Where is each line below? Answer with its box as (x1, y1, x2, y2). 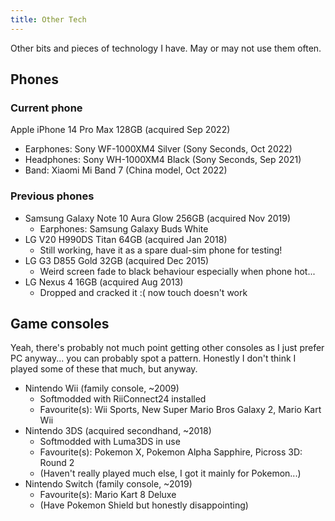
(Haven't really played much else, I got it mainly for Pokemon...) (39, 467, 302, 480)
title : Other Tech (10, 14, 87, 25)
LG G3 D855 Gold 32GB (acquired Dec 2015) (24, 254, 210, 266)
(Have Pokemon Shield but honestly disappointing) (39, 499, 249, 511)
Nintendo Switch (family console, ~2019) (24, 478, 193, 490)
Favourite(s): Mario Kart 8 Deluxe (39, 489, 177, 501)
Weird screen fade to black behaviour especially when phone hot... (39, 265, 316, 277)
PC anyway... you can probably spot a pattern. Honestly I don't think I (10, 352, 297, 365)
